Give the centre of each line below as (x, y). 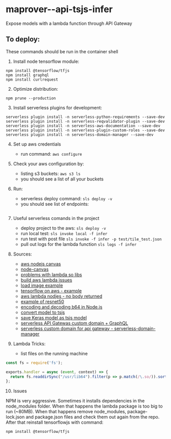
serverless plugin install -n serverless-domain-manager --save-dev (80, 135)
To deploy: (23, 39)
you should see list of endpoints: (55, 204)
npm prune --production (31, 98)
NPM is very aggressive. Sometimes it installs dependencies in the (75, 401)
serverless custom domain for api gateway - (67, 328)
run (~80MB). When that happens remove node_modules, (66, 412)
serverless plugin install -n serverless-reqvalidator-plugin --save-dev (85, 121)
